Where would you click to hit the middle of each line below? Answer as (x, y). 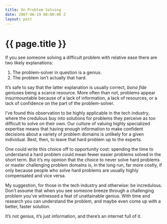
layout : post (19, 19)
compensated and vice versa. (36, 176)
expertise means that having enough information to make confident (74, 129)
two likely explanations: (29, 63)
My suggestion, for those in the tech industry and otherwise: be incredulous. (84, 186)
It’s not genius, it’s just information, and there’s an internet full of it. (74, 216)
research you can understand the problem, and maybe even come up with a (83, 201)
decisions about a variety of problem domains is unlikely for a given (75, 134)
